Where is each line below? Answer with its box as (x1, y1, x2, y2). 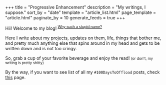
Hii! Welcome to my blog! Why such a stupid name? (5, 24, 102, 31)
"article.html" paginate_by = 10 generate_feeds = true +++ (5, 15, 125, 20)
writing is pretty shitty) (5, 60, 44, 65)
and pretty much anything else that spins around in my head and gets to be (5, 40, 160, 46)
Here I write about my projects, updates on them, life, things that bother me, (5, 35, 161, 41)
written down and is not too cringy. (5, 45, 77, 51)
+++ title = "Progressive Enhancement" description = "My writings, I (5, 4, 146, 10)
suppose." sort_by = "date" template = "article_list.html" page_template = (5, 9, 156, 15)
